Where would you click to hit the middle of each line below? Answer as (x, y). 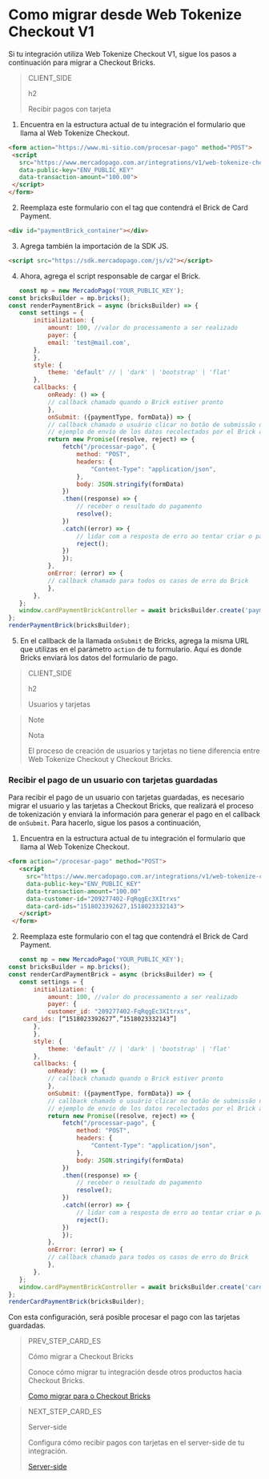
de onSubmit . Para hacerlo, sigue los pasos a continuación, (105, 823)
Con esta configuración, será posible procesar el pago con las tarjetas (124, 1317)
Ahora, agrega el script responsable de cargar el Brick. (110, 276)
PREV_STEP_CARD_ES (64, 1341)
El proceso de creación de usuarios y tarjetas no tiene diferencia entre (144, 751)
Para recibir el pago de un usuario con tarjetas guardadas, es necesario (126, 797)
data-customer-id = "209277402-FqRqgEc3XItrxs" (103, 899)
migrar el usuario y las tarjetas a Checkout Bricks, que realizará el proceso (131, 806)
